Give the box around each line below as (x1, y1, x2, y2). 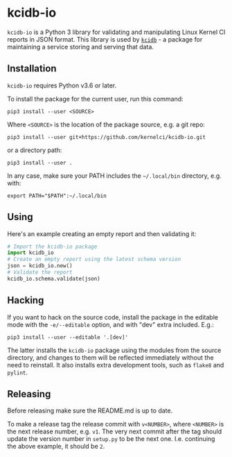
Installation (7, 63, 57, 74)
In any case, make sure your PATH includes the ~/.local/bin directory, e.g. (7, 172, 222, 180)
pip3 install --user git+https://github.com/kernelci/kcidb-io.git (7, 133, 206, 140)
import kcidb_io (7, 249, 54, 256)
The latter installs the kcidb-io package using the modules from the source (7, 346, 222, 354)
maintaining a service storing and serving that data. (7, 42, 154, 51)
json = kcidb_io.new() (7, 263, 73, 269)
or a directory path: (7, 146, 62, 154)
